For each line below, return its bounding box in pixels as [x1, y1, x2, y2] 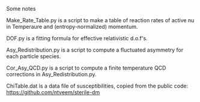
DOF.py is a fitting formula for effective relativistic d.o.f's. [6, 35, 148, 41]
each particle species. [6, 53, 61, 59]
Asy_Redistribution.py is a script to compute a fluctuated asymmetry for [6, 46, 184, 53]
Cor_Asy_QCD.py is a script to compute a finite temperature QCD [6, 64, 166, 71]
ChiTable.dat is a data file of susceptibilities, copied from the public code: [6, 82, 188, 89]
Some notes [6, 5, 36, 12]
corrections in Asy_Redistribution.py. [6, 71, 97, 77]
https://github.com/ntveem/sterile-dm [6, 89, 100, 95]
